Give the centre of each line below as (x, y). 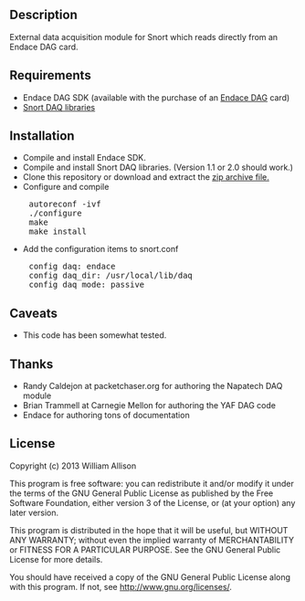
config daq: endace (72, 267)
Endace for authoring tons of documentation (106, 416)
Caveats (33, 313)
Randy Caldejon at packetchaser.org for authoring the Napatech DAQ (152, 386)
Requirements (50, 75)
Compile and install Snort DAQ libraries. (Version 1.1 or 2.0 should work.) (158, 167)
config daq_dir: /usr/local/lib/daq (111, 276)
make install (58, 232)
